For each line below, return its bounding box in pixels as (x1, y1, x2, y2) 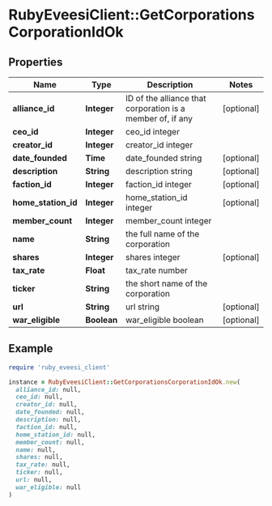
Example (8, 342, 53, 355)
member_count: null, (15, 438, 85, 446)
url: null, (15, 476, 53, 484)
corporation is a (125, 103, 185, 114)
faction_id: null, (15, 423, 79, 431)
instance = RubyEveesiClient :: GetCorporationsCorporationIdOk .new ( (8, 378, 241, 386)
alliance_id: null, (15, 385, 82, 393)
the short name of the (125, 278, 208, 289)
